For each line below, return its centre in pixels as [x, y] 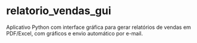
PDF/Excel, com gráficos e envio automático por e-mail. [75, 33]
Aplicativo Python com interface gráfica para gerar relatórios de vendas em [99, 27]
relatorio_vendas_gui [59, 11]
